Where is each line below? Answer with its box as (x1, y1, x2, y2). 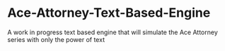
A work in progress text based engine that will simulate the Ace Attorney (7, 28, 218, 36)
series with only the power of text (7, 35, 105, 43)
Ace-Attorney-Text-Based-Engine (7, 5, 211, 21)
